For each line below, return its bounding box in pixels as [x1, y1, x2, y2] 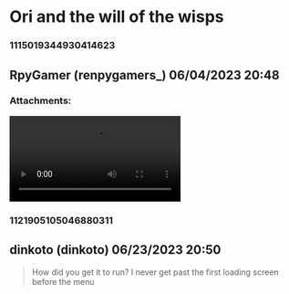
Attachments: [9, 94, 72, 107]
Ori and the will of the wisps [9, 6, 224, 27]
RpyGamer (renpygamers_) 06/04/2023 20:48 [9, 67, 280, 83]
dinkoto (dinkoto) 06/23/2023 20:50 [9, 242, 222, 257]
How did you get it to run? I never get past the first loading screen [31, 267, 280, 278]
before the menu [31, 276, 95, 287]
